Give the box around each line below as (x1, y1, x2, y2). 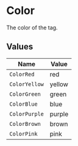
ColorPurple (9, 111, 44, 117)
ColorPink (9, 130, 38, 137)
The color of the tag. (6, 24, 58, 31)
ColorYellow (9, 81, 44, 87)
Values (6, 42, 34, 52)
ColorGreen (9, 90, 41, 98)
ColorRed (9, 71, 35, 78)
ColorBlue (9, 100, 38, 108)
